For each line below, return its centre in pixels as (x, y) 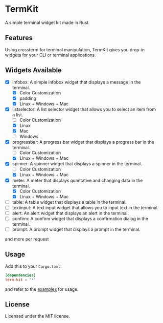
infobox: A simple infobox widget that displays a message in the (76, 82)
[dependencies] (21, 275)
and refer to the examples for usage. (42, 289)
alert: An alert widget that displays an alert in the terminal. (70, 213)
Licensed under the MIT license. (37, 316)
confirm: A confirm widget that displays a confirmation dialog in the (80, 218)
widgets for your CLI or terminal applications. (51, 55)
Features (19, 38)
